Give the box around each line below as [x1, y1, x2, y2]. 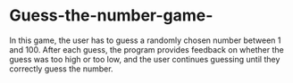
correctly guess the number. [9, 63, 113, 74]
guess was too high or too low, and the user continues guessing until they [9, 54, 280, 64]
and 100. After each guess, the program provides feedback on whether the [9, 44, 284, 54]
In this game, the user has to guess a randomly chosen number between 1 [9, 35, 281, 46]
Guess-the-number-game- [9, 5, 213, 26]
